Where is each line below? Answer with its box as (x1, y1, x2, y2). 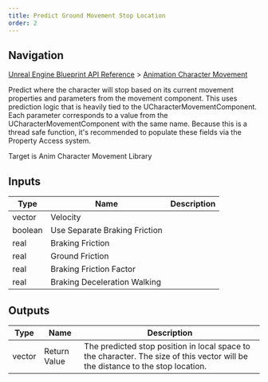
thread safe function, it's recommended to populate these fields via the (8, 128, 242, 137)
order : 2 (8, 19, 37, 27)
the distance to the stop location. (83, 360, 207, 372)
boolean (12, 225, 43, 236)
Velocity (50, 212, 81, 223)
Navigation (8, 49, 64, 62)
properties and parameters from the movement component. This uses (8, 93, 238, 104)
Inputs (8, 175, 41, 188)
